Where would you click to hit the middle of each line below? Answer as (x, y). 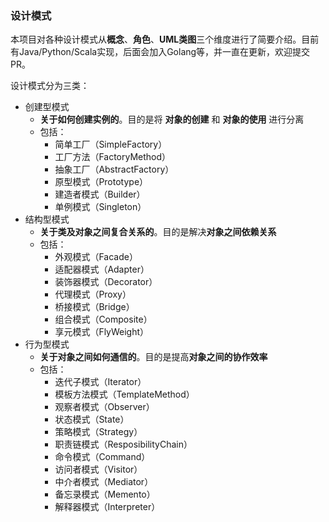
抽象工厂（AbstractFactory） (114, 169)
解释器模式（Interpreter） (107, 507)
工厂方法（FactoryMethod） (113, 157)
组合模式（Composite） (103, 319)
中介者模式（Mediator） (104, 482)
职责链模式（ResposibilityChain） (123, 444)
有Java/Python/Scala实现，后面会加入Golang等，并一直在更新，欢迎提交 (160, 52)
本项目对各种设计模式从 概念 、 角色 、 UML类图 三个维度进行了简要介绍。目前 (165, 39)
